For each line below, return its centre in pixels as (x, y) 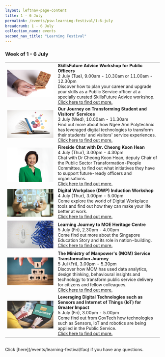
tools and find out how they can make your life (104, 206)
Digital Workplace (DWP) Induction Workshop (106, 190)
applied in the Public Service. (87, 328)
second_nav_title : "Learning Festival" (46, 36)
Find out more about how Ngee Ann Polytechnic (106, 125)
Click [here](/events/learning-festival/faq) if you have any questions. (74, 350)
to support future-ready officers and (95, 173)
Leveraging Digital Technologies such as (100, 297)
